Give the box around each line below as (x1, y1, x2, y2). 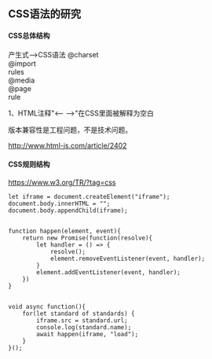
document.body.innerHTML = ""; (8, 200, 111, 207)
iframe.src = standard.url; (36, 317, 128, 324)
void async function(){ (8, 302, 86, 310)
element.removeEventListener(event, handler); (49, 255, 206, 262)
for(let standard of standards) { (22, 310, 135, 317)
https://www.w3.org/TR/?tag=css (8, 178, 116, 187)
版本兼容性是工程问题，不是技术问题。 (8, 125, 132, 134)
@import (8, 58, 37, 68)
